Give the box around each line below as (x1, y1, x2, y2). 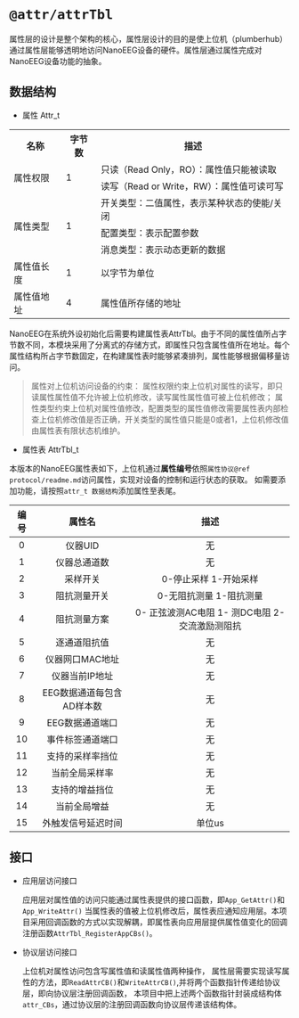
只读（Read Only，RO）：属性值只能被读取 (101, 163, 278, 176)
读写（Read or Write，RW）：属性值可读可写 (101, 180, 284, 193)
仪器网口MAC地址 (44, 653, 120, 665)
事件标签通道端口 (46, 733, 118, 745)
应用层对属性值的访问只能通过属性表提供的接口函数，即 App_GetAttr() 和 (21, 894, 285, 905)
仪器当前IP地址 (51, 669, 114, 682)
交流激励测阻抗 (178, 620, 242, 632)
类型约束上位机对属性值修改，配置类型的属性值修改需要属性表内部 (38, 403, 281, 414)
